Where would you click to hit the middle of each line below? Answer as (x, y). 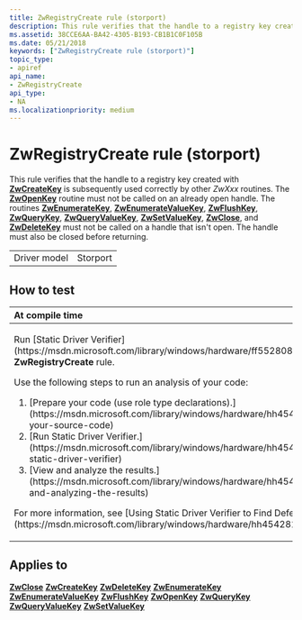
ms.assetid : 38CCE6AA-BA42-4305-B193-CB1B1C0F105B (106, 34)
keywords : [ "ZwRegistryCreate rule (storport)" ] (102, 51)
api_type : (28, 93)
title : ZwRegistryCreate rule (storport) (88, 18)
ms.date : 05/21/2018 (48, 43)
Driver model (41, 258)
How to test (42, 290)
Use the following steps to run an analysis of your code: (131, 382)
